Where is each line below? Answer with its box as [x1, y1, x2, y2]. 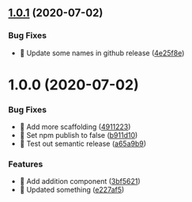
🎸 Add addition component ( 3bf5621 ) [19, 177, 141, 186]
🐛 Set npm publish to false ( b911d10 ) [19, 131, 138, 140]
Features [8, 158, 43, 170]
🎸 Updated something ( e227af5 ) [19, 185, 125, 195]
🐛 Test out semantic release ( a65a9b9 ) [19, 139, 147, 149]
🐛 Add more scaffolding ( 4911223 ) [19, 122, 131, 131]
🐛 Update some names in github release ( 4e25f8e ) [19, 48, 185, 58]
